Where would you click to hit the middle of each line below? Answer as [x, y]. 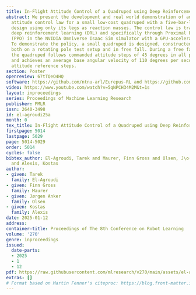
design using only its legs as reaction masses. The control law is [96, 28]
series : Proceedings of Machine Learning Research [69, 98]
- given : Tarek [24, 175]
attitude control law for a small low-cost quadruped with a [87, 22]
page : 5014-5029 [26, 142]
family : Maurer [30, 190]
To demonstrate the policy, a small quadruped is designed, [86, 44]
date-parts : [26, 251]
